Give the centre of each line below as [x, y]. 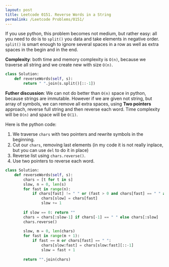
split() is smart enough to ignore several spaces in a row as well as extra [82, 44]
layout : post [19, 10]
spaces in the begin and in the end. [42, 50]
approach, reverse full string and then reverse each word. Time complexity [82, 109]
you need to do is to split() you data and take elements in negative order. [82, 39]
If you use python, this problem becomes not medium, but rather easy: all [81, 34]
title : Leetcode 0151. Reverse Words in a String [58, 15]
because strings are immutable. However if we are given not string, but [79, 98]
